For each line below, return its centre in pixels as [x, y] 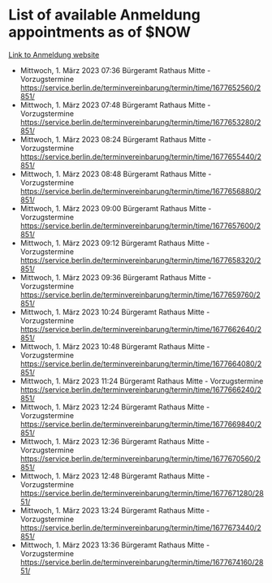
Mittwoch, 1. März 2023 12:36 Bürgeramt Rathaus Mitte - [115, 441]
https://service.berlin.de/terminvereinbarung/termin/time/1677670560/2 [140, 458]
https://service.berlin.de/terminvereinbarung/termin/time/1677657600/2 [140, 226]
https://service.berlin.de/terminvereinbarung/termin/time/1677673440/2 [140, 527]
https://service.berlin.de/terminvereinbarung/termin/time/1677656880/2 [140, 191]
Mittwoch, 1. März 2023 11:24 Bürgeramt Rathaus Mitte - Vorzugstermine [142, 381]
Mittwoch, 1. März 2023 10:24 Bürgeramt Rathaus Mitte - [115, 312]
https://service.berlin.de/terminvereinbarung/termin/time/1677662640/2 [141, 329]
